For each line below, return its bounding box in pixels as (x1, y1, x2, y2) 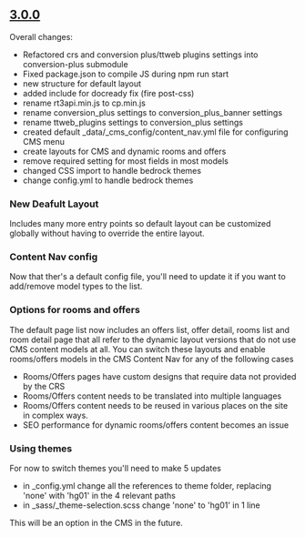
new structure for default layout (22, 77, 142, 89)
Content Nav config (9, 250, 98, 263)
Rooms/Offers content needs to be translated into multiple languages (22, 390, 282, 401)
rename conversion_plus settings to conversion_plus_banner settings (22, 106, 283, 117)
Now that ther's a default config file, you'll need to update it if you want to (9, 271, 287, 282)
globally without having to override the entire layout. (9, 228, 205, 239)
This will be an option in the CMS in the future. (9, 518, 184, 528)
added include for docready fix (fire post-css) (22, 87, 195, 98)
